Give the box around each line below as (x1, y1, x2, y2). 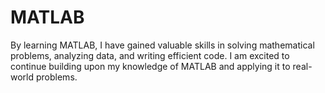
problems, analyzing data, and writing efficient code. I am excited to (10, 49, 290, 61)
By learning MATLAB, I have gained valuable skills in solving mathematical (10, 39, 315, 51)
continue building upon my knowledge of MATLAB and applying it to (10, 60, 291, 72)
